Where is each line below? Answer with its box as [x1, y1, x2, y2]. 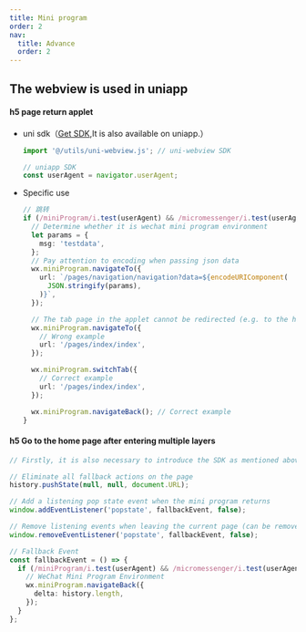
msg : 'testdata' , [39, 239, 106, 248]
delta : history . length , [33, 589, 125, 598]
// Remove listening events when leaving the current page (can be [9, 522, 271, 532]
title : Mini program [9, 13, 88, 23]
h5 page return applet [9, 107, 94, 118]
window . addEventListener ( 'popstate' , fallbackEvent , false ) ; [9, 505, 247, 515]
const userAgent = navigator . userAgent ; [22, 171, 178, 181]
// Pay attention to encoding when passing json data [31, 256, 240, 265]
